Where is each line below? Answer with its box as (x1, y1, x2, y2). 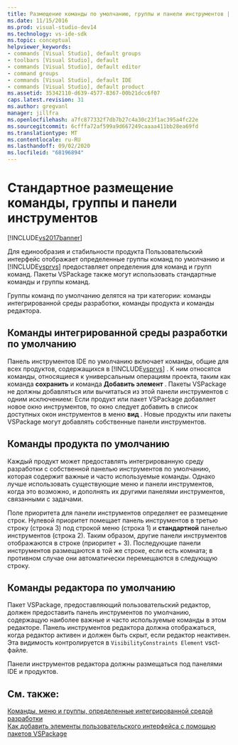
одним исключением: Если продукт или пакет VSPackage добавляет (7, 395, 217, 403)
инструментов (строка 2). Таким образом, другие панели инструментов (7, 531, 227, 540)
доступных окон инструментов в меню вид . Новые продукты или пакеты (7, 409, 232, 418)
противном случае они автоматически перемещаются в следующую (7, 554, 218, 562)
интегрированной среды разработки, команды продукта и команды (7, 299, 215, 307)
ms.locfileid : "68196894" (7, 149, 84, 156)
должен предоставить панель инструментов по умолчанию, (7, 609, 191, 617)
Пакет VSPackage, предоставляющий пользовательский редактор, (7, 601, 211, 609)
